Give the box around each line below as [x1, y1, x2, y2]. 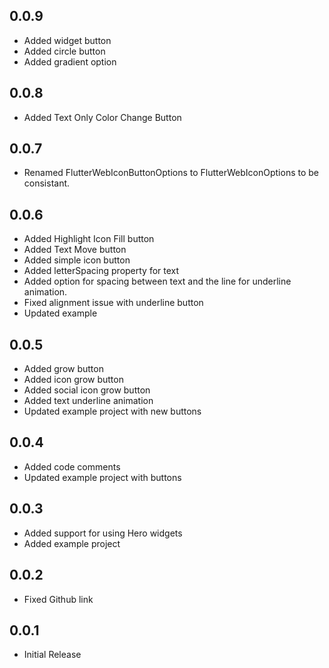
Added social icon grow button [23, 384, 151, 396]
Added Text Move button [23, 244, 127, 256]
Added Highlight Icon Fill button [23, 233, 155, 245]
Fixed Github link [23, 593, 94, 605]
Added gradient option [23, 55, 117, 68]
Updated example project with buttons [23, 471, 182, 483]
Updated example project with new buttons [23, 405, 202, 418]
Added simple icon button [23, 254, 131, 266]
